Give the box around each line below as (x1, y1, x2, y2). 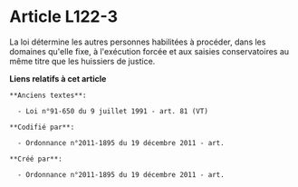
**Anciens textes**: (9, 91, 88, 100)
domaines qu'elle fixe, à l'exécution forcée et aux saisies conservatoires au (9, 45, 290, 56)
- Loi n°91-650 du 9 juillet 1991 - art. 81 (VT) (17, 106, 208, 115)
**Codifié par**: (9, 123, 75, 132)
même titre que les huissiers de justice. (9, 55, 156, 66)
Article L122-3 (9, 6, 118, 27)
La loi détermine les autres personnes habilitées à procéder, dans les (9, 36, 266, 47)
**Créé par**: (9, 154, 63, 163)
